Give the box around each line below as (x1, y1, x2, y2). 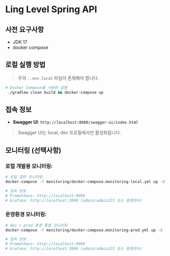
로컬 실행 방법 (5, 60, 46, 69)
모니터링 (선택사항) (5, 146, 62, 155)
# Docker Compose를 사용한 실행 (5, 85, 68, 90)
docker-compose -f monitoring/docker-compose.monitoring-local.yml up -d (5, 179, 165, 184)
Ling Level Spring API (5, 4, 98, 15)
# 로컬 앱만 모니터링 (5, 174, 43, 180)
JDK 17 (12, 39, 27, 45)
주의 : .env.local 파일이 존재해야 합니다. (17, 75, 99, 81)
